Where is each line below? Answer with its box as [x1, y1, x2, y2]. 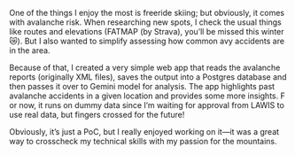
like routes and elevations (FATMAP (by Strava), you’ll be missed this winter [9, 27, 285, 36]
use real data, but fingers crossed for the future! [9, 110, 185, 120]
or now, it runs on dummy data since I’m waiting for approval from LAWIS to [9, 100, 285, 110]
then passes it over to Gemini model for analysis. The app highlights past [9, 81, 276, 91]
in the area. [9, 45, 50, 56]
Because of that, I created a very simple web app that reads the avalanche [9, 62, 281, 73]
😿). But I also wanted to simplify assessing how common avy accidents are [9, 35, 285, 46]
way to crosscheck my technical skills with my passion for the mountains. [9, 136, 277, 146]
